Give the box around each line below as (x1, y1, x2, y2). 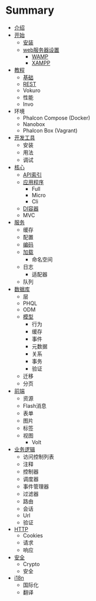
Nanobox (22, 120, 45, 128)
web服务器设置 (22, 46, 59, 54)
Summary (5, 4, 54, 17)
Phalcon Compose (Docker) (22, 114, 91, 121)
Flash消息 (22, 402, 47, 409)
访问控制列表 (22, 453, 54, 460)
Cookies (22, 531, 44, 539)
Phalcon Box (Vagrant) (22, 127, 78, 134)
